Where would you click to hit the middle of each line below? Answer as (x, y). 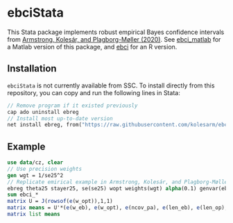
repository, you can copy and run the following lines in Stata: (94, 92)
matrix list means (34, 214)
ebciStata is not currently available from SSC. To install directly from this (111, 85)
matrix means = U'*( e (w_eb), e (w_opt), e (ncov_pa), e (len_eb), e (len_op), (118, 208)
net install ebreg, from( (44, 125)
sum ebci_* (23, 195)
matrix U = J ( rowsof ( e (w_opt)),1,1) (60, 201)
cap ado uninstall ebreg (43, 112)
